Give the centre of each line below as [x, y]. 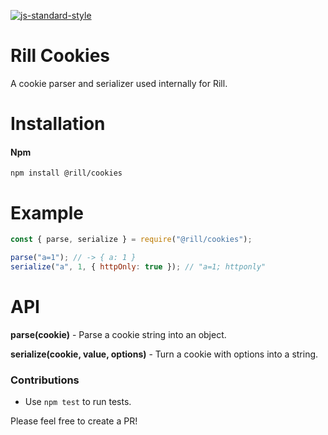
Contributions [45, 380]
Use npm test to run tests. [78, 402]
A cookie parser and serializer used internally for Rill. [119, 83]
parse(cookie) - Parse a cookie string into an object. [118, 334]
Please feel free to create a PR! [74, 421]
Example [47, 212]
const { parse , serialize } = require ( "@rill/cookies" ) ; [131, 240]
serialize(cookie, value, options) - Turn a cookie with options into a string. [164, 354]
